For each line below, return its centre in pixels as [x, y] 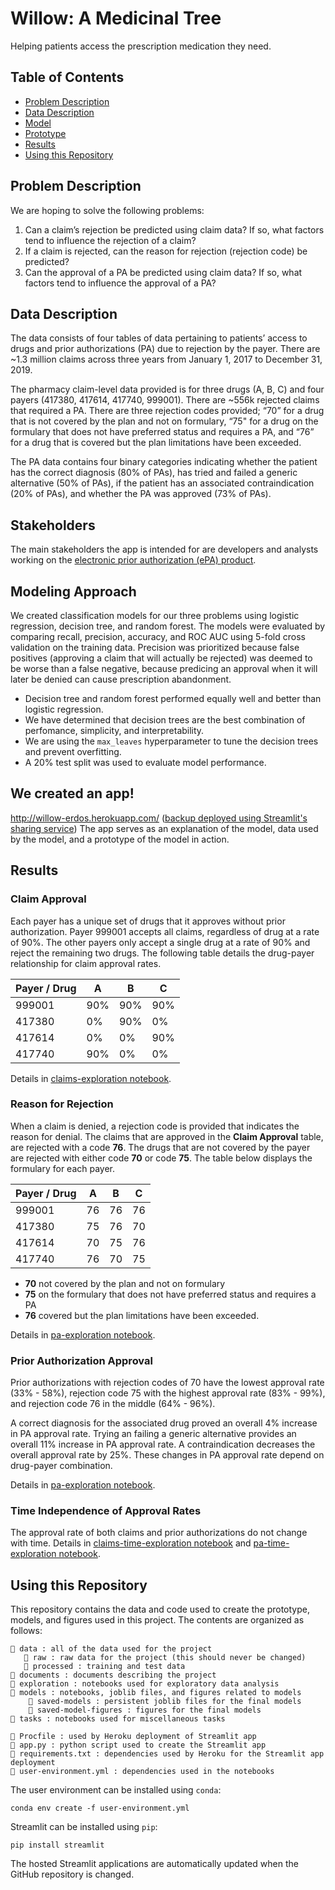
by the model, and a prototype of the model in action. [120, 839]
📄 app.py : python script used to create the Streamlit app [138, 1745]
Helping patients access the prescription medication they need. [141, 46]
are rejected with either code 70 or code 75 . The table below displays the [161, 1158]
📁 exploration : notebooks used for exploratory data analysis [145, 1684]
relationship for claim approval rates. [86, 963]
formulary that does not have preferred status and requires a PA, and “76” [162, 432]
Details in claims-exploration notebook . [91, 1078]
